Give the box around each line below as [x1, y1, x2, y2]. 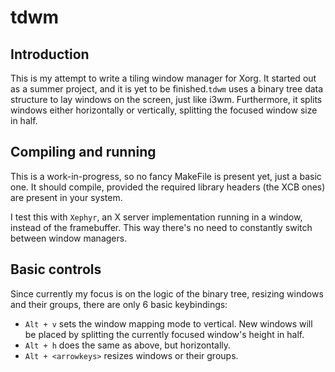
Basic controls [10, 261, 102, 278]
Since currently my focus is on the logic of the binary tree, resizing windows [10, 287, 324, 300]
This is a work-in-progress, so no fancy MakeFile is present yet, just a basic [10, 170, 322, 182]
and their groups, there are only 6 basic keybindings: [10, 298, 228, 310]
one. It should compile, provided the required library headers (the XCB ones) [10, 181, 326, 193]
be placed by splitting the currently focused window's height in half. [24, 328, 305, 340]
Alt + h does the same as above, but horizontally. [24, 339, 232, 351]
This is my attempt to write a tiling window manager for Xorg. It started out [10, 72, 317, 84]
